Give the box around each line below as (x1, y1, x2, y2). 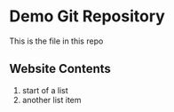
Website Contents (9, 61, 111, 76)
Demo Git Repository (9, 6, 166, 27)
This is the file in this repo (9, 36, 104, 46)
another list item (21, 94, 82, 105)
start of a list (21, 84, 68, 95)
